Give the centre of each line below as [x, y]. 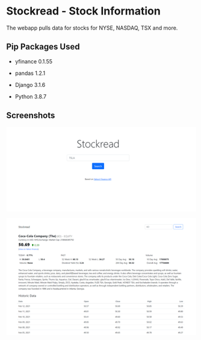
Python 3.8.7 [31, 96]
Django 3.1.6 [30, 85]
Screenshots [31, 116]
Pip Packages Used [43, 47]
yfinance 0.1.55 [34, 61]
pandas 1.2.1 [30, 73]
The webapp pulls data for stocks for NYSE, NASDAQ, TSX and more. [92, 28]
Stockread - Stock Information [83, 11]
